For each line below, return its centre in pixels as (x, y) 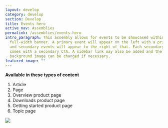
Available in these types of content (42, 75)
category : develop (24, 14)
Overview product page (37, 95)
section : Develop (23, 19)
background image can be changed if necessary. (60, 56)
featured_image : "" (25, 61)
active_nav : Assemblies (30, 28)
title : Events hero (25, 24)
